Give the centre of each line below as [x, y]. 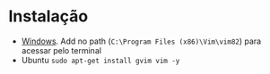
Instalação [48, 16]
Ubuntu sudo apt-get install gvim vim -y [100, 60]
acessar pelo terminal [61, 50]
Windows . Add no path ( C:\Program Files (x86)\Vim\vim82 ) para [141, 41]
